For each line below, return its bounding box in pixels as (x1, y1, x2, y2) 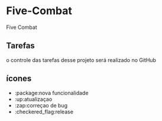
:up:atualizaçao (14, 96, 53, 103)
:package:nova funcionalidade (14, 89, 89, 96)
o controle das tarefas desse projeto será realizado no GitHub (6, 56, 157, 63)
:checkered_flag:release (14, 108, 74, 115)
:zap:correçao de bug (14, 102, 68, 109)
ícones (6, 74, 32, 84)
